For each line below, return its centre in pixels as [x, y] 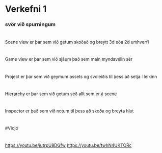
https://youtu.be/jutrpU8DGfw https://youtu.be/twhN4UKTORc [68, 145]
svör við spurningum [30, 25]
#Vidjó [12, 128]
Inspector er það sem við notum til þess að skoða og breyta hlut [69, 111]
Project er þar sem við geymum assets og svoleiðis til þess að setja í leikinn [81, 76]
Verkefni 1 [26, 9]
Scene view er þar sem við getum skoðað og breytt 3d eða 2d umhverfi [77, 42]
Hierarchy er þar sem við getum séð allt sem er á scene [61, 94]
